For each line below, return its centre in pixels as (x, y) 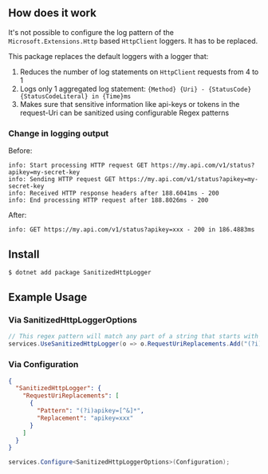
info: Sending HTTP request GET (62, 180)
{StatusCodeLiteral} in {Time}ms (75, 96)
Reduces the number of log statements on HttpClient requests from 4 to (139, 72)
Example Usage (48, 297)
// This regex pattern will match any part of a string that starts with (134, 337)
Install (24, 254)
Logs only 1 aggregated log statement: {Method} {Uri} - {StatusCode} (136, 89)
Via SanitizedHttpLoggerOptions (73, 320)
